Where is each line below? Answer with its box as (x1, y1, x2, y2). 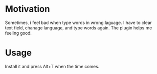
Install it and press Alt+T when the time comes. (5, 63, 100, 69)
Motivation (5, 3, 50, 15)
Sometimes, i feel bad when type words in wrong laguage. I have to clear (5, 20, 152, 25)
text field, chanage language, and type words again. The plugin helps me (5, 25, 152, 30)
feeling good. (5, 30, 32, 36)
